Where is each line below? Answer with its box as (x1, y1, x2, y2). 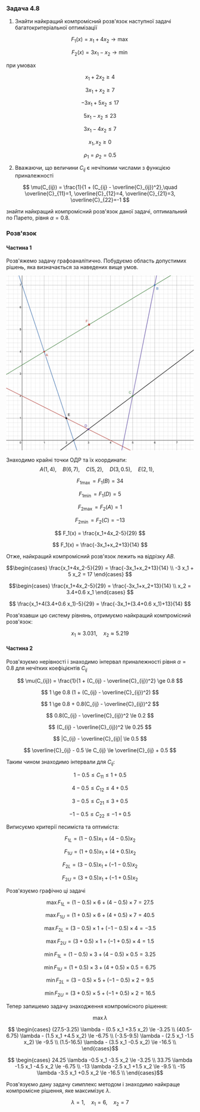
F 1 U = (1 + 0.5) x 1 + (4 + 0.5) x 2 (64, 848, 136, 857)
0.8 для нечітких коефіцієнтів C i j (6, 664, 87, 673)
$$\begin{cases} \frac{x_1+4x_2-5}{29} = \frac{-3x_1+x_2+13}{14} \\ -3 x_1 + (6, 564, 194, 572)
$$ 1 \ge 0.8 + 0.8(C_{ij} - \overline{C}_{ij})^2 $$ (40, 701, 160, 708)
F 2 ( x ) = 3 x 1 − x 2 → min (71, 49, 128, 57)
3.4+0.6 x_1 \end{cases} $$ (66, 588, 134, 595)
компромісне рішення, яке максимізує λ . (6, 1087, 111, 1094)
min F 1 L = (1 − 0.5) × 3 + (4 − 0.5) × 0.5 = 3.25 (44, 951, 156, 959)
